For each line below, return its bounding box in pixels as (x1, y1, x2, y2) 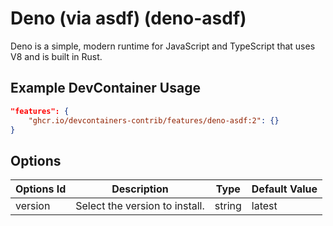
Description (111, 182, 169, 196)
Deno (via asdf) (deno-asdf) (10, 7, 247, 30)
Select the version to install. (75, 199, 205, 213)
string (214, 199, 242, 213)
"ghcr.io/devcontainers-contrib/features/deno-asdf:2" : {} (28, 115, 280, 126)
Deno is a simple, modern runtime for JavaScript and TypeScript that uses (10, 40, 316, 52)
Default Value (251, 182, 318, 196)
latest (251, 199, 278, 213)
